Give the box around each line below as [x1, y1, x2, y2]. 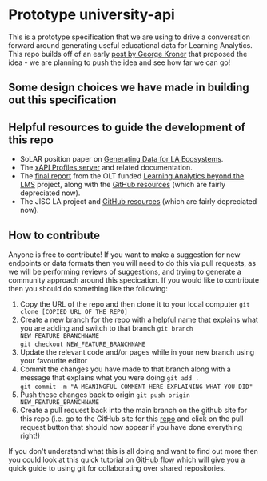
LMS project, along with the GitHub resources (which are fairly [19, 180, 226, 190]
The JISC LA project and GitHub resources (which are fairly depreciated [19, 197, 257, 206]
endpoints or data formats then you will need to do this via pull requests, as [8, 258, 257, 267]
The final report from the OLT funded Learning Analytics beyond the [19, 171, 245, 181]
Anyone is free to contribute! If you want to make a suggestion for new [8, 250, 241, 259]
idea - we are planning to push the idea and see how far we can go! [8, 58, 231, 67]
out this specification [8, 94, 117, 107]
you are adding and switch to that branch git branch [19, 323, 193, 333]
